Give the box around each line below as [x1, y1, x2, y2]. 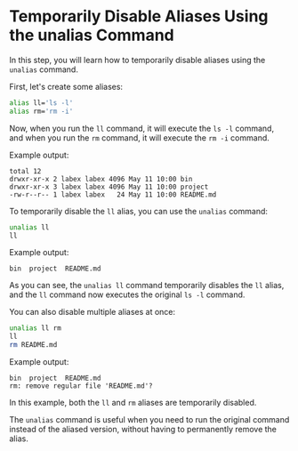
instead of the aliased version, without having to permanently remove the [9, 424, 278, 435]
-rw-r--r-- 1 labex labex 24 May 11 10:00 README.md [9, 189, 217, 199]
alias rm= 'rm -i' [9, 107, 74, 116]
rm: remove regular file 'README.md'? [9, 382, 153, 391]
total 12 [9, 166, 42, 175]
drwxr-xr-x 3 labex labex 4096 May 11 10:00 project [9, 182, 209, 191]
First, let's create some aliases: [9, 81, 123, 92]
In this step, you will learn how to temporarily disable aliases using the [9, 54, 266, 65]
